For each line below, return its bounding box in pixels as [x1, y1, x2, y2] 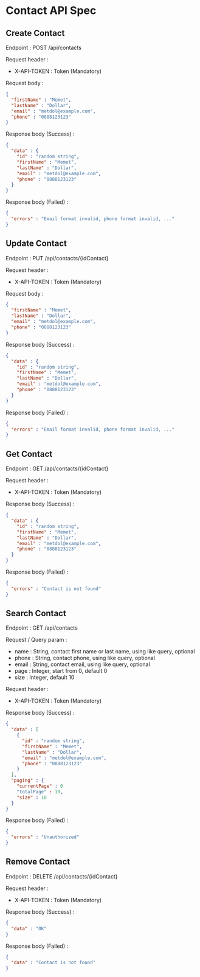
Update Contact [5, 238, 67, 249]
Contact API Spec [5, 4, 97, 18]
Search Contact [5, 608, 66, 619]
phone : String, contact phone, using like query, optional [14, 655, 156, 662]
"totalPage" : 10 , [16, 788, 63, 794]
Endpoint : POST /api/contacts [5, 44, 81, 51]
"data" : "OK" [11, 925, 47, 931]
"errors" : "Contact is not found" [11, 585, 102, 592]
